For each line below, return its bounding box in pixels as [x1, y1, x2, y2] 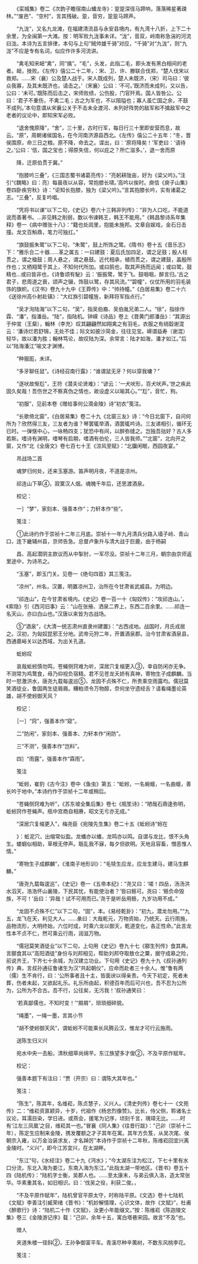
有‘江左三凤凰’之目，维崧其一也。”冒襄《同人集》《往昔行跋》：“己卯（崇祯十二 [6, 1122, 192, 1129]
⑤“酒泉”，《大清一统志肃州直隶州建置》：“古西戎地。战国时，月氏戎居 [16, 623, 186, 630]
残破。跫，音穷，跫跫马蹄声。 [66, 12, 139, 20]
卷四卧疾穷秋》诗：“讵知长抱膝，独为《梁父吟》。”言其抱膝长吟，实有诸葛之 [6, 186, 187, 194]
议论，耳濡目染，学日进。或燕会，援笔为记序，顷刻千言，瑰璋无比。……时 [6, 1115, 186, 1121]
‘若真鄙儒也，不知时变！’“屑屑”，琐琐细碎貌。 [16, 999, 127, 1006]
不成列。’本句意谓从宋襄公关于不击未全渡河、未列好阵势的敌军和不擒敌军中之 [6, 104, 191, 111]
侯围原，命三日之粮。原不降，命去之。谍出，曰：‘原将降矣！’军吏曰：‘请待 [6, 139, 186, 146]
